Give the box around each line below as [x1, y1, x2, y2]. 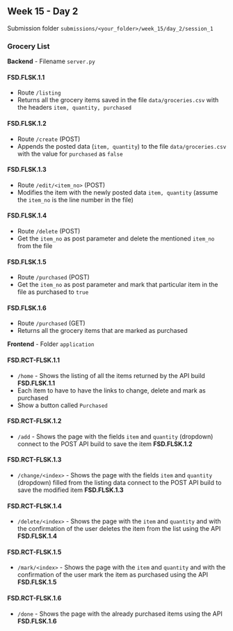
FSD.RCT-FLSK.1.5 [7, 548, 62, 556]
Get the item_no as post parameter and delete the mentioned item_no [17, 234, 215, 243]
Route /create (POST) [17, 135, 81, 143]
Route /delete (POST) [17, 227, 81, 235]
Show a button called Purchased [17, 401, 108, 409]
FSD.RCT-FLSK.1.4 [7, 502, 63, 510]
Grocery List [7, 41, 50, 51]
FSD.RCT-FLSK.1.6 [7, 593, 62, 602]
